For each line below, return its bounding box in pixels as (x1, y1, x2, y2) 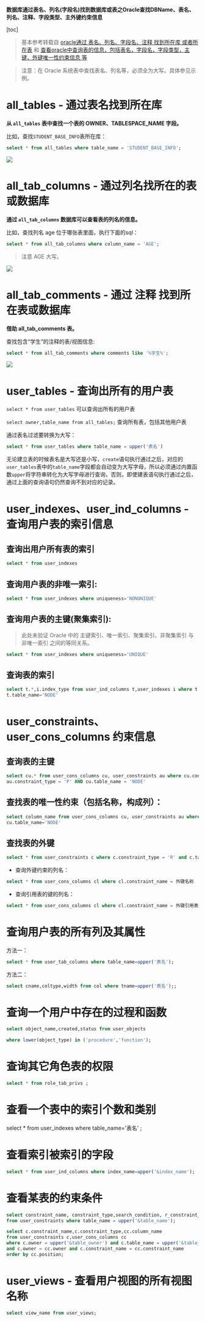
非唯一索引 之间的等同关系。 (21, 639, 93, 646)
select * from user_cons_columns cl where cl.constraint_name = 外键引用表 (6, 902, 199, 908)
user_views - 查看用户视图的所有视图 (6, 1274, 192, 1288)
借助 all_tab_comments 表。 (6, 325, 78, 332)
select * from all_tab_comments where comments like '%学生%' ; (6, 350, 169, 356)
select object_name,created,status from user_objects (6, 1026, 146, 1032)
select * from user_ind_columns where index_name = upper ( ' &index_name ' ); (6, 1168, 195, 1175)
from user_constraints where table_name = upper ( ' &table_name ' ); (6, 1217, 176, 1224)
